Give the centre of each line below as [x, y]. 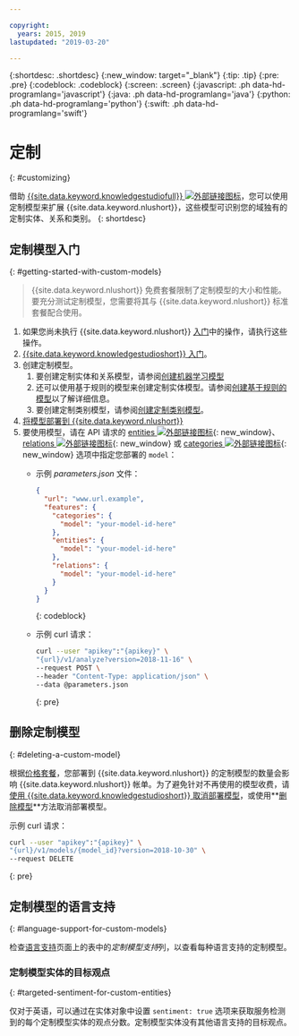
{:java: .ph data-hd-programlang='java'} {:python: [199, 94]
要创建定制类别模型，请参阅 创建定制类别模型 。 [122, 410]
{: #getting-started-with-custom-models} [85, 272]
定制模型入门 [45, 249]
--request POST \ [68, 668]
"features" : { [70, 507]
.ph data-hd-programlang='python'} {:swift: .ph [97, 104]
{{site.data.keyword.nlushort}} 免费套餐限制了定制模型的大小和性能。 [158, 290]
